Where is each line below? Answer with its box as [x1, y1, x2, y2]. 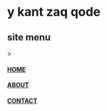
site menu [7, 32, 51, 43]
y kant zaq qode [7, 4, 101, 20]
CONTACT [7, 97, 38, 105]
